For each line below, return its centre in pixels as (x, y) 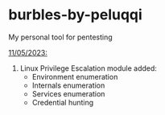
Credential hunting (63, 102)
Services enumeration (68, 93)
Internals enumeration (68, 85)
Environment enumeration (75, 76)
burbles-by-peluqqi (75, 15)
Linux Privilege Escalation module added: (88, 68)
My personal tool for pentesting (60, 37)
